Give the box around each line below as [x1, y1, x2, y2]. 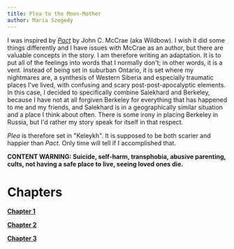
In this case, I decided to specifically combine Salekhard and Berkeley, [7, 88, 210, 97]
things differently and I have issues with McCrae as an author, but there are [7, 43, 224, 52]
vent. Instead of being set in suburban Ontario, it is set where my [7, 66, 194, 74]
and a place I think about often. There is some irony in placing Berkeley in [7, 110, 219, 119]
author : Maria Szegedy [7, 17, 73, 24]
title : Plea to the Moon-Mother [7, 10, 101, 17]
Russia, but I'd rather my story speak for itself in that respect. [7, 118, 184, 126]
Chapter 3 [7, 234, 37, 243]
